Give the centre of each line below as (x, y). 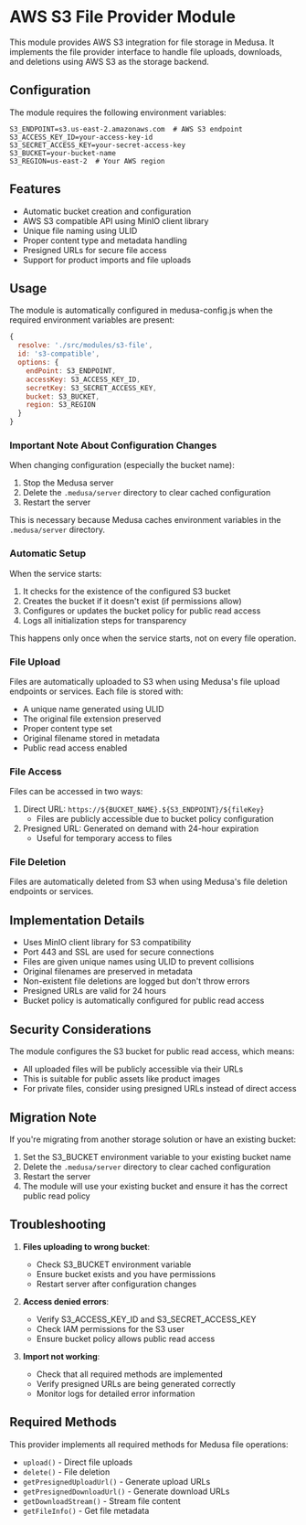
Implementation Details (77, 920)
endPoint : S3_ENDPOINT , (71, 371)
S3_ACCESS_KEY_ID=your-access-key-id (81, 137)
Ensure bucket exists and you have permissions (126, 1274)
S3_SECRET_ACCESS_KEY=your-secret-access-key (97, 145)
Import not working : (61, 1356)
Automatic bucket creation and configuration (107, 211)
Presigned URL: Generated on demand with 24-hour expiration (140, 828)
